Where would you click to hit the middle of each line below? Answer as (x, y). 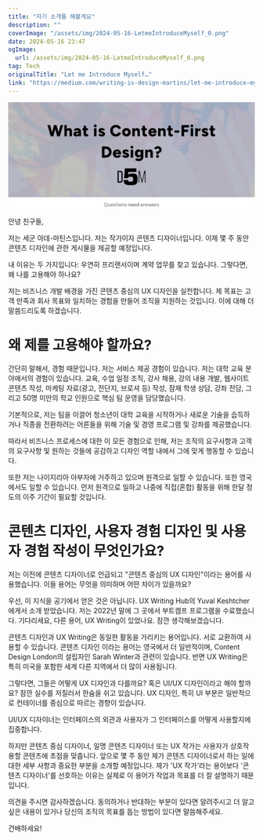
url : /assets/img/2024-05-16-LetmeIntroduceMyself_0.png (110, 58)
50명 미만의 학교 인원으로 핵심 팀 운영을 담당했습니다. (104, 398)
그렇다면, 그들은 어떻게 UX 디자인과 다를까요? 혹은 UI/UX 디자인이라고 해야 (122, 683)
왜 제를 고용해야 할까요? (80, 345)
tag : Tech (24, 67)
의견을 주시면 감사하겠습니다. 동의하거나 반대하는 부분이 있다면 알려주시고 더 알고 (131, 802)
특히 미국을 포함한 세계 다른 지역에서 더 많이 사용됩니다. (93, 666)
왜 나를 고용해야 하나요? (44, 275)
